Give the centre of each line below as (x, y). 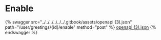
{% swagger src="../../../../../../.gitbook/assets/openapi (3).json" (69, 22)
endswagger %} (21, 32)
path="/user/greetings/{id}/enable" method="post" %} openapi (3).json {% (81, 27)
